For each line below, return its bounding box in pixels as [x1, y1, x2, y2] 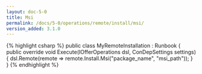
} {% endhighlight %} [6, 61, 59, 69]
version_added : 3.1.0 [6, 25, 61, 32]
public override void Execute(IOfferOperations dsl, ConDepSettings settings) [6, 49, 196, 56]
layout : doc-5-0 [6, 8, 47, 15]
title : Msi [6, 14, 34, 20]
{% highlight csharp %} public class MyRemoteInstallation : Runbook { [6, 42, 181, 49]
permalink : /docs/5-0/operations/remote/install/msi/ [6, 20, 145, 26]
